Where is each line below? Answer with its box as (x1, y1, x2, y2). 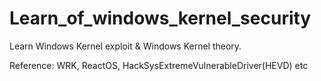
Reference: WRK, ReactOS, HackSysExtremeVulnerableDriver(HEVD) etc (9, 59, 309, 71)
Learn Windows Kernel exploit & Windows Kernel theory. (9, 40, 242, 52)
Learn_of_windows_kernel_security (9, 7, 312, 30)
